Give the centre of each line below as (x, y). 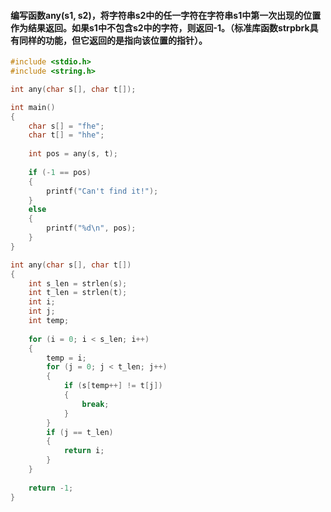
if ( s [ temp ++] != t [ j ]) (113, 386)
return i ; (84, 451)
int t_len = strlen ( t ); (78, 293)
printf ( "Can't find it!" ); (102, 191)
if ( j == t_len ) (80, 432)
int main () (33, 107)
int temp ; (49, 321)
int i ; (42, 302)
